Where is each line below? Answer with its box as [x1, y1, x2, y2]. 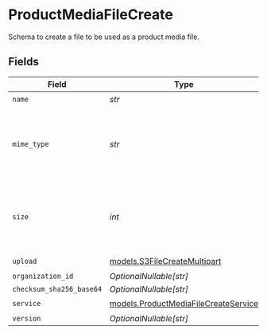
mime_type [12, 139, 49, 148]
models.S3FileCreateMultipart [110, 256, 222, 267]
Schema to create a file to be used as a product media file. [8, 32, 200, 41]
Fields [8, 55, 40, 69]
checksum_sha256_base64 [12, 285, 103, 293]
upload [12, 257, 37, 266]
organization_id [12, 271, 74, 281]
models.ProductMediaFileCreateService [110, 298, 259, 309]
